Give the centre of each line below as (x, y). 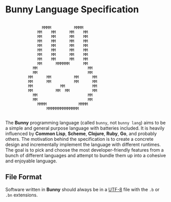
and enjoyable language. (31, 161)
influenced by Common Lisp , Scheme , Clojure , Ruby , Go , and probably (81, 133)
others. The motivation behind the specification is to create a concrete (79, 139)
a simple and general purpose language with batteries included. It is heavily (85, 128)
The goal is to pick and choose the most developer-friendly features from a (84, 150)
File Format (24, 177)
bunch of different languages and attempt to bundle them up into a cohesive (86, 155)
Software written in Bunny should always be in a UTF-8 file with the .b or (82, 189)
